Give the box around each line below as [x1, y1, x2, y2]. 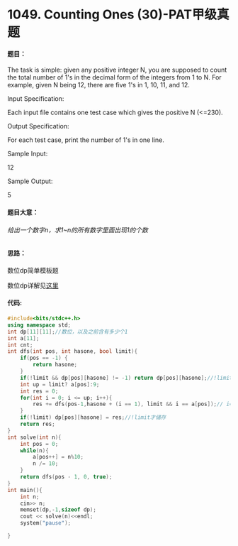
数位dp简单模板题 [7, 266, 59, 274]
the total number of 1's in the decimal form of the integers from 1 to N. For [7, 73, 222, 82]
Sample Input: [7, 150, 48, 158]
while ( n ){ [20, 447, 50, 454]
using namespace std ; [7, 321, 72, 329]
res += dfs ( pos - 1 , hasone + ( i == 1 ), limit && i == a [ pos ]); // [33, 400, 224, 408]
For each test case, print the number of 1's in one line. [7, 136, 164, 144]
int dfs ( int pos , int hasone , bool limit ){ [7, 348, 138, 355]
